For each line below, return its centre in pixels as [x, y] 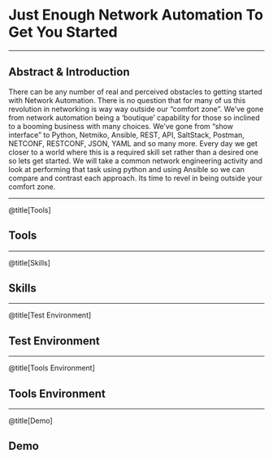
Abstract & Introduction [69, 72]
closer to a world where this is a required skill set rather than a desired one [133, 152]
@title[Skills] [30, 262]
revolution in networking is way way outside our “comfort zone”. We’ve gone [136, 109]
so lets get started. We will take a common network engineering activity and [135, 161]
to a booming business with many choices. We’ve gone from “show [121, 126]
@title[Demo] [30, 421]
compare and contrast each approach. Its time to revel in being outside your [135, 178]
